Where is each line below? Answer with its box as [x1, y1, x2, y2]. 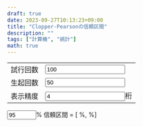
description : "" [7, 29, 54, 37]
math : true [7, 42, 39, 49]
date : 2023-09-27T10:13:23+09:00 [7, 17, 104, 24]
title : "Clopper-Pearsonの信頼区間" [7, 23, 108, 30]
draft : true [7, 10, 41, 17]
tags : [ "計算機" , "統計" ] [7, 36, 77, 43]
